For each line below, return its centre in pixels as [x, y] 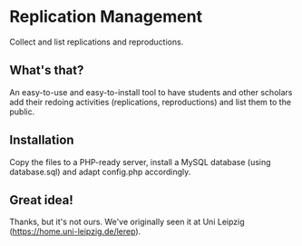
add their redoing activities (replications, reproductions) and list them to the [151, 102]
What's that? [47, 70]
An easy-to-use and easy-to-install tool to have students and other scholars [151, 92]
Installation [42, 140]
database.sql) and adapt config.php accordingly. [100, 172]
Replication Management [106, 17]
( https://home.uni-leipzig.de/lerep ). [75, 231]
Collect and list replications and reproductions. [97, 42]
